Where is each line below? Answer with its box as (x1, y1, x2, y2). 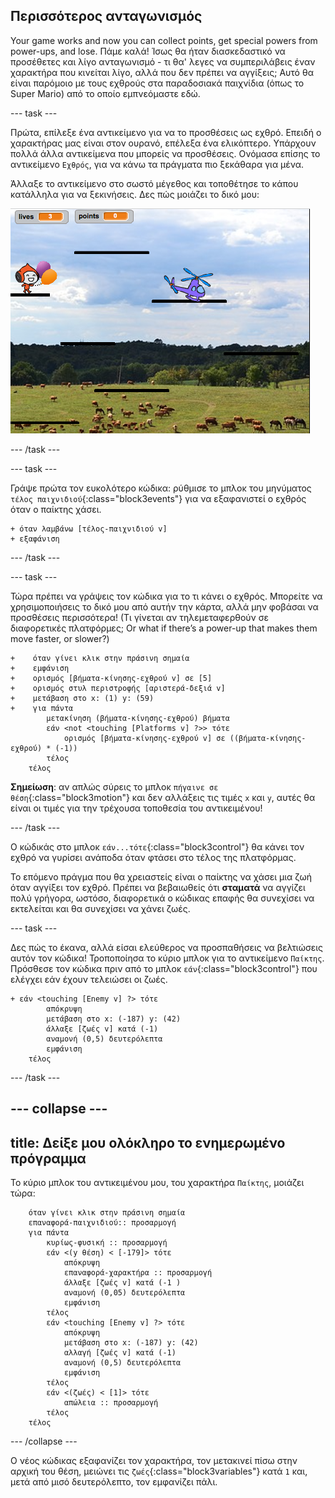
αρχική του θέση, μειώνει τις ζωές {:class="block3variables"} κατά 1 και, (10, 1465, 308, 1478)
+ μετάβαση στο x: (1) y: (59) (10, 693, 155, 703)
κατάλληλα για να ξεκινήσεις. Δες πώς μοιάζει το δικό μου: (10, 188, 260, 200)
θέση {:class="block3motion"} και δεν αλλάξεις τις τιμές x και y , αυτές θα (10, 791, 316, 803)
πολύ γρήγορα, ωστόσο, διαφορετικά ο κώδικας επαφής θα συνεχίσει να (10, 892, 315, 904)
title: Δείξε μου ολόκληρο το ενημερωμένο (10, 1134, 286, 1151)
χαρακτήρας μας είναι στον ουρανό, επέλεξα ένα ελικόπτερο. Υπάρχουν (10, 137, 317, 149)
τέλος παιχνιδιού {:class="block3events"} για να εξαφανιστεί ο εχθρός (10, 492, 307, 504)
